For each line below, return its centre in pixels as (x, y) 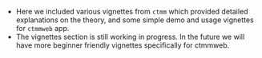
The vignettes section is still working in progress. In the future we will (130, 37)
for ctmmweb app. (42, 28)
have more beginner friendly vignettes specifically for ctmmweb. (123, 45)
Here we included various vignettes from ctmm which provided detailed (132, 12)
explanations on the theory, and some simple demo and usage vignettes (135, 20)
